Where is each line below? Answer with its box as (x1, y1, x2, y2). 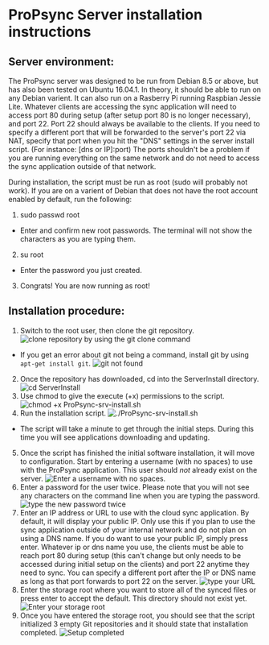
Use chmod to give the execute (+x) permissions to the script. (19, 391, 225, 400)
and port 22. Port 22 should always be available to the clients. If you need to (8, 119, 261, 128)
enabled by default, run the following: (8, 195, 132, 204)
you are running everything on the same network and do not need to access (8, 153, 260, 163)
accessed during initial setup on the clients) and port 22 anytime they (19, 559, 251, 569)
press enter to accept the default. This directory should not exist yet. (19, 593, 247, 603)
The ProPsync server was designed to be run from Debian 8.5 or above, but (8, 76, 259, 85)
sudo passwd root (19, 210, 80, 219)
